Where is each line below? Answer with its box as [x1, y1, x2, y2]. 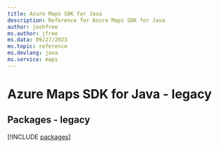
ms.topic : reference [7, 43, 68, 50]
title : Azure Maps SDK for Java [7, 10, 102, 18]
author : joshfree [7, 23, 58, 30]
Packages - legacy [7, 114, 90, 126]
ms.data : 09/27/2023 [7, 36, 68, 43]
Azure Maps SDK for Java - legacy [7, 86, 213, 102]
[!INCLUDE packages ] [7, 133, 71, 141]
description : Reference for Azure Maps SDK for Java [7, 17, 165, 24]
